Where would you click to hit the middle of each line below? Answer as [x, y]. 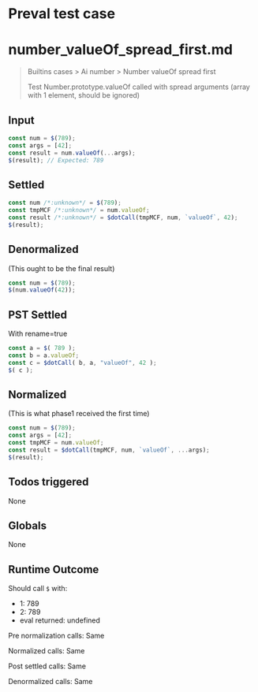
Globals [28, 526]
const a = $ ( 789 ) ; [42, 348]
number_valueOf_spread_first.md [120, 50]
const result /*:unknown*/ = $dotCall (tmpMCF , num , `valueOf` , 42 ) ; [123, 218]
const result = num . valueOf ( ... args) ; [72, 153]
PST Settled [38, 315]
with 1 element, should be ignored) [84, 95]
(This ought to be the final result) [62, 268]
